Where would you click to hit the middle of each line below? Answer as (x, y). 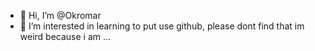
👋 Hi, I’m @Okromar (60, 15)
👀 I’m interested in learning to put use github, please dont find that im (162, 26)
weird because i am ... (65, 36)
